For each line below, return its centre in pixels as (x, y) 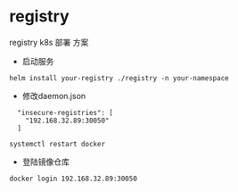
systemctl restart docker (57, 144)
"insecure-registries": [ (66, 113)
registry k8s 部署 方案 (49, 42)
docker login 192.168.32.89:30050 (74, 179)
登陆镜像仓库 (45, 162)
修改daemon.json (54, 96)
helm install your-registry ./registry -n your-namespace (119, 78)
